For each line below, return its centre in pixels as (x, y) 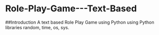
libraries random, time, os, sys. (37, 27)
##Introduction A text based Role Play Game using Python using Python (80, 22)
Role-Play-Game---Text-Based (71, 9)
